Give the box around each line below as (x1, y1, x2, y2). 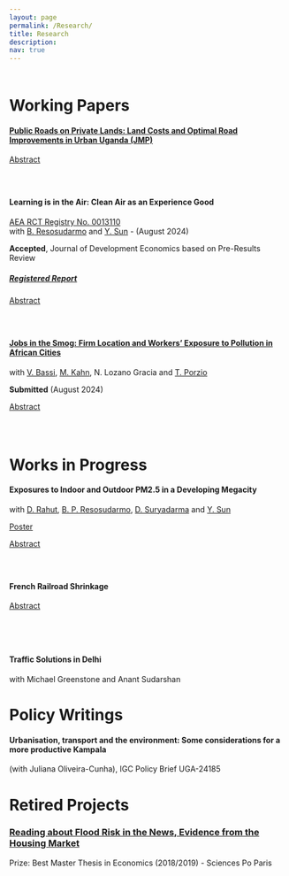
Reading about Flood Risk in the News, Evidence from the (9, 826, 260, 839)
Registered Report (9, 273, 78, 283)
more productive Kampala (9, 744, 107, 755)
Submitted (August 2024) (9, 384, 104, 395)
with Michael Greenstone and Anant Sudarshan (9, 673, 181, 684)
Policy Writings (9, 705, 124, 726)
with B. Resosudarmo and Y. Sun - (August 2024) (9, 226, 189, 236)
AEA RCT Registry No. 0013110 (9, 216, 121, 227)
